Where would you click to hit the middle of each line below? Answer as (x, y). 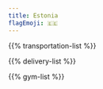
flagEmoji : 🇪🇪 (33, 23)
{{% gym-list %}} (36, 76)
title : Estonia (33, 15)
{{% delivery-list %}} (42, 61)
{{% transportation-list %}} (52, 45)
